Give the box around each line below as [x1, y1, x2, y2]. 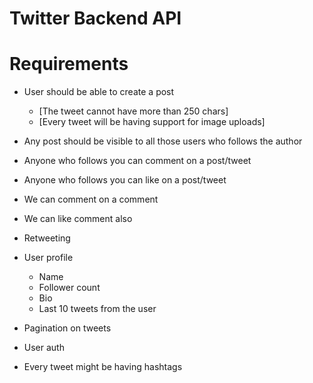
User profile [23, 252, 74, 264]
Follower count [38, 282, 101, 294]
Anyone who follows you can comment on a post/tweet [23, 155, 252, 167]
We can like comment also [23, 213, 133, 225]
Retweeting [23, 232, 71, 244]
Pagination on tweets [23, 322, 112, 334]
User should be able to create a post [23, 86, 175, 98]
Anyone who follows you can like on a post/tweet [23, 174, 227, 186]
